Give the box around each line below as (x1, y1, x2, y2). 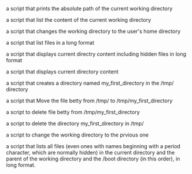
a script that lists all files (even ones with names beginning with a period (6, 143, 181, 149)
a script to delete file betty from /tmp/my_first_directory (6, 109, 140, 115)
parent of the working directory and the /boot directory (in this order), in (6, 155, 180, 162)
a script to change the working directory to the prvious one (6, 132, 149, 138)
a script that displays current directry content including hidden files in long (6, 51, 187, 58)
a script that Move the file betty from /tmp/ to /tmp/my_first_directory (6, 97, 173, 104)
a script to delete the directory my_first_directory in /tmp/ (6, 120, 144, 127)
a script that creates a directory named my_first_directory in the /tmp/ (6, 79, 174, 86)
